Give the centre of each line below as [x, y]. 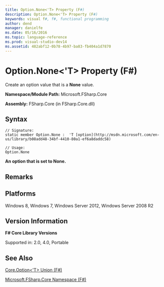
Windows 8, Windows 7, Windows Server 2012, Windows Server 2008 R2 [79, 205]
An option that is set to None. [36, 162]
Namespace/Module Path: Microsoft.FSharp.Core [56, 94]
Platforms [20, 194]
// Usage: [15, 148]
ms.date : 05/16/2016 [26, 33]
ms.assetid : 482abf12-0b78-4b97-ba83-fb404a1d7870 [58, 46]
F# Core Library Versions [31, 233]
